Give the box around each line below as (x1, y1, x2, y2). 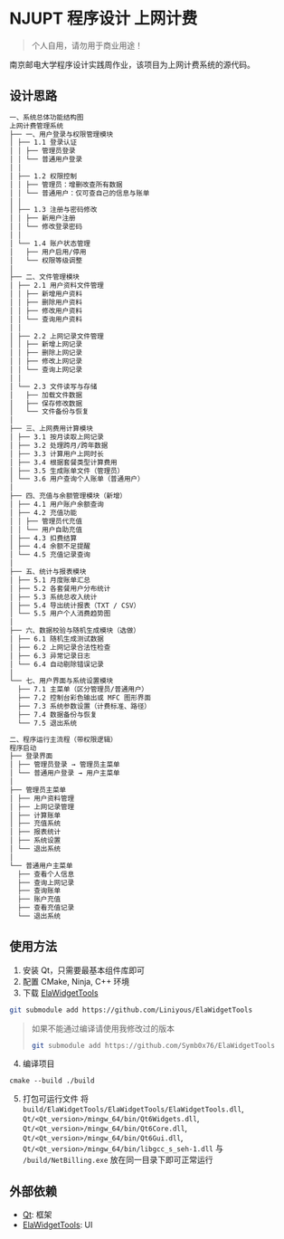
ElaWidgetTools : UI (22, 1219, 93, 1231)
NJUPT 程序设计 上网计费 (9, 8, 198, 29)
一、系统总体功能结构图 (9, 112, 84, 122)
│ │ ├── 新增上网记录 (9, 340, 83, 349)
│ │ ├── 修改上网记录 (9, 357, 83, 367)
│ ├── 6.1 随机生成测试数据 (9, 634, 104, 643)
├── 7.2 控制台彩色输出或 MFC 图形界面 (17, 693, 152, 702)
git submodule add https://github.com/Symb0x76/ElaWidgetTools (31, 1041, 276, 1050)
